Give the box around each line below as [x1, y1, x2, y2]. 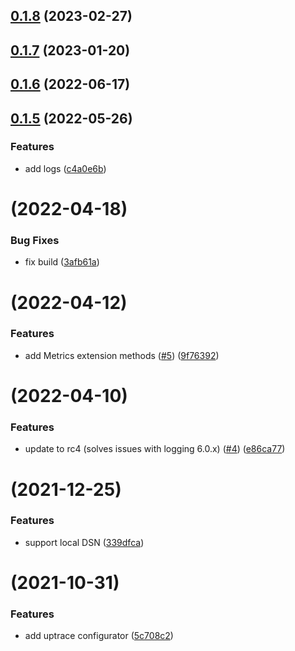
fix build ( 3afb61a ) [24, 256, 100, 268]
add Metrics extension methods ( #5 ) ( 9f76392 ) [24, 349, 220, 361]
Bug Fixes [10, 233, 60, 247]
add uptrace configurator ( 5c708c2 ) [24, 630, 174, 642]
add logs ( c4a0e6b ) [24, 162, 107, 174]
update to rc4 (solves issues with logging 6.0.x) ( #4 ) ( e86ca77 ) [24, 443, 286, 455]
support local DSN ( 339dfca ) [24, 536, 145, 548]
